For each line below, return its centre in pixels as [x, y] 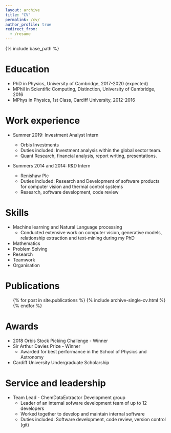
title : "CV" [18, 15]
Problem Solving [30, 249]
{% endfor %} [27, 306]
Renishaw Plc [35, 176]
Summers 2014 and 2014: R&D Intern [51, 165]
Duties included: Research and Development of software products [90, 181]
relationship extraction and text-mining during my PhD [77, 238]
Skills [17, 213]
